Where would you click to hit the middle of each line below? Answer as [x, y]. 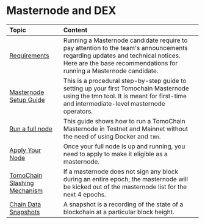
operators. [78, 111]
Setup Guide [27, 99]
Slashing [22, 182]
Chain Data [25, 204]
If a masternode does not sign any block [121, 172]
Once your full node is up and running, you [124, 146]
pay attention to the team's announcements [125, 48]
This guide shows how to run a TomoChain [124, 121]
